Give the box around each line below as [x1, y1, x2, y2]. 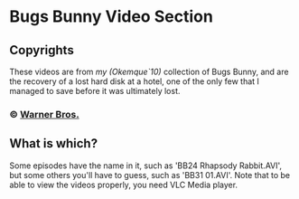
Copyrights [9, 43, 74, 58]
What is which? [9, 136, 98, 151]
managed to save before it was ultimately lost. [9, 86, 181, 96]
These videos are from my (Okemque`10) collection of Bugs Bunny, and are [9, 66, 289, 77]
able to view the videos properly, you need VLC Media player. [9, 179, 238, 190]
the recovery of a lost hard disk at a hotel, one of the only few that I [9, 76, 260, 87]
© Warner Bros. [9, 108, 79, 120]
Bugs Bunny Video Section [9, 6, 214, 27]
